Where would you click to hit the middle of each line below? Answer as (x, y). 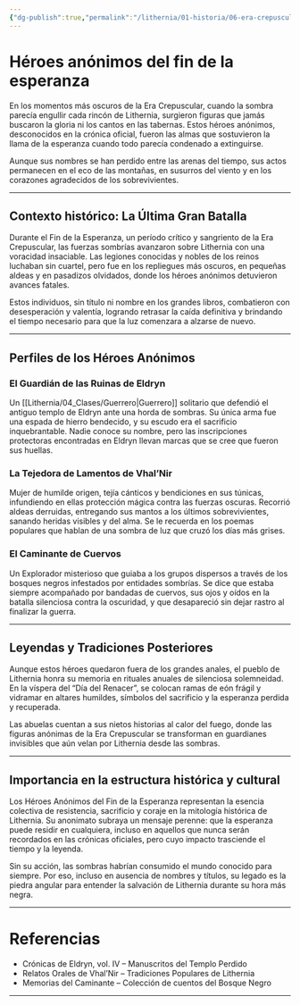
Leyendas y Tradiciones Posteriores (111, 648)
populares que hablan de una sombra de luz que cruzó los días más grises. (147, 531)
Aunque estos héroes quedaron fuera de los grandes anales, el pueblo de (145, 669)
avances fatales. (39, 285)
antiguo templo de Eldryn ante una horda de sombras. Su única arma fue (143, 413)
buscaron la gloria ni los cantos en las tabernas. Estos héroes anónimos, (142, 124)
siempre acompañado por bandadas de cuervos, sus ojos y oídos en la (140, 592)
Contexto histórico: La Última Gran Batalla (128, 216)
